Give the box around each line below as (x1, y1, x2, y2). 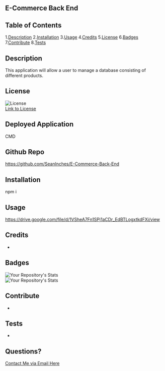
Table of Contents (5, 21, 62, 29)
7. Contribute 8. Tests (5, 39, 46, 45)
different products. (5, 72, 44, 79)
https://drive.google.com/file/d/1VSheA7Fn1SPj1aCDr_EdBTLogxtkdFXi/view (5, 217, 160, 223)
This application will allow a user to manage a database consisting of (5, 67, 146, 73)
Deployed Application (5, 120, 74, 129)
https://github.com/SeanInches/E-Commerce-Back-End (5, 161, 119, 167)
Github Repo (5, 148, 45, 156)
